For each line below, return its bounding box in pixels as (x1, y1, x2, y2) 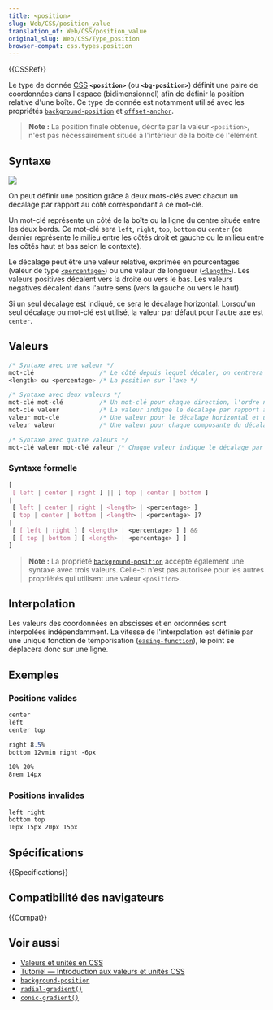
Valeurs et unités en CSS (19, 957, 104, 968)
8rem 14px (8, 770, 42, 779)
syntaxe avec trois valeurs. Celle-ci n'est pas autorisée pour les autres (28, 564, 264, 574)
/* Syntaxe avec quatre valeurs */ (8, 436, 129, 444)
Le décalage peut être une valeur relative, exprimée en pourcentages (8, 257, 240, 267)
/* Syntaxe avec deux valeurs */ (8, 391, 122, 399)
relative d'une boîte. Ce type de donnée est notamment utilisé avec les (8, 98, 245, 107)
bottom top (8, 816, 45, 824)
